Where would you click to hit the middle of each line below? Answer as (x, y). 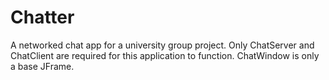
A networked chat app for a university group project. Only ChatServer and (162, 45)
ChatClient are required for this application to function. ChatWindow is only (165, 55)
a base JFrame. (42, 66)
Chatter (42, 17)
